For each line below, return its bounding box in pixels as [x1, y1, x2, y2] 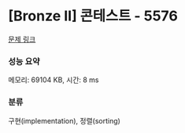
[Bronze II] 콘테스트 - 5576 [8, 7, 179, 25]
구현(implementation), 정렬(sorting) [8, 116, 120, 125]
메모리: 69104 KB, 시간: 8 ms [8, 75, 100, 84]
